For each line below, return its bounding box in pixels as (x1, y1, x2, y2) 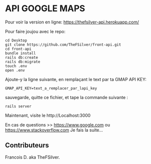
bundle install (5, 51, 36, 56)
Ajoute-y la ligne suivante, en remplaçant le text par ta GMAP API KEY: (5, 76, 147, 82)
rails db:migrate (5, 59, 41, 64)
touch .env (5, 63, 27, 68)
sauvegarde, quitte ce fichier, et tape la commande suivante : (5, 94, 129, 100)
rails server (5, 103, 32, 109)
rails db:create (5, 55, 38, 60)
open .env (5, 68, 25, 73)
